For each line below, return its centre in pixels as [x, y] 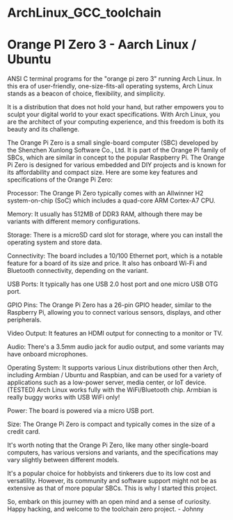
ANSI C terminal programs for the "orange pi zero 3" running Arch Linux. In [114, 79]
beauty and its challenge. [43, 129]
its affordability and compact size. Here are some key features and [103, 173]
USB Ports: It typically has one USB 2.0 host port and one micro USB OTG [113, 284]
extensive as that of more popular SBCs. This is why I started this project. [112, 488]
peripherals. [24, 320]
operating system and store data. [55, 242]
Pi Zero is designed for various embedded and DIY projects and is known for [117, 165]
